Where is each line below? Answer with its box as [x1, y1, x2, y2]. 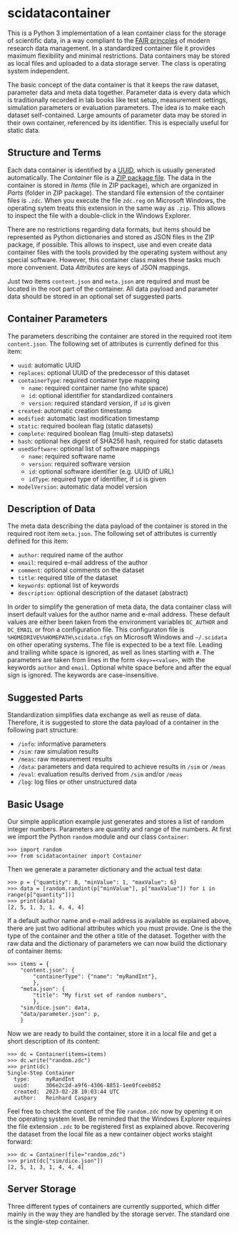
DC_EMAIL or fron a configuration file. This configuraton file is [7, 625, 185, 634]
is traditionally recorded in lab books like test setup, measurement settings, [7, 95, 228, 104]
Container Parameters [7, 313, 108, 325]
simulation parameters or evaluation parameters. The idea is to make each [7, 103, 226, 111]
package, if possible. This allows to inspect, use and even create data [7, 240, 213, 249]
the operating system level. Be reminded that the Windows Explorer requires [7, 1114, 232, 1123]
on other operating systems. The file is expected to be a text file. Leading [7, 641, 223, 649]
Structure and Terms [7, 146, 101, 159]
